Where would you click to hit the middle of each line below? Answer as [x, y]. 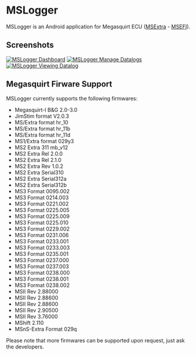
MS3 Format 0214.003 [41, 197]
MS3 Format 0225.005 [42, 210]
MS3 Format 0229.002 [42, 229]
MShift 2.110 [29, 322]
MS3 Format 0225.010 [41, 222]
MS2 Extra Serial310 [39, 172]
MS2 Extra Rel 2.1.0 [38, 160]
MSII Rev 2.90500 [36, 310]
